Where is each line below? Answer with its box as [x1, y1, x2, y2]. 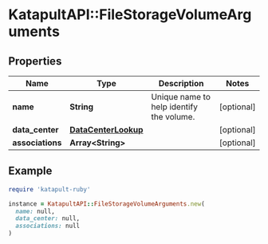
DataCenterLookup [69, 124, 144, 135]
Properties [8, 54, 62, 68]
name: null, [15, 207, 56, 215]
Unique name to [151, 92, 211, 102]
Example [8, 164, 53, 178]
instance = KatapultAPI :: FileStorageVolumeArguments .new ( [8, 199, 205, 208]
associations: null [15, 222, 81, 230]
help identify [151, 101, 198, 112]
